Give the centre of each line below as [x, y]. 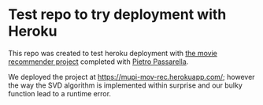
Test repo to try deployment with [117, 15]
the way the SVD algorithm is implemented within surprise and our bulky [125, 85]
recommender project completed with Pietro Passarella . [98, 62]
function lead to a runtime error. [60, 93]
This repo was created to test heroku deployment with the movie [113, 53]
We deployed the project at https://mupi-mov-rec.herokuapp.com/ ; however [131, 77]
